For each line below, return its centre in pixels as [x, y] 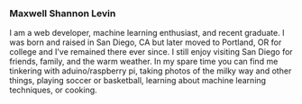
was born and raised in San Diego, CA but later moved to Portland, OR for [146, 42]
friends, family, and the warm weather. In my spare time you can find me [144, 62]
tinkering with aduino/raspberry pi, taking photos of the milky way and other [151, 71]
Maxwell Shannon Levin [63, 13]
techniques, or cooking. [53, 90]
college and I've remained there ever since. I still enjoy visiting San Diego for [151, 52]
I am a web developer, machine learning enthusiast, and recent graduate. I [147, 33]
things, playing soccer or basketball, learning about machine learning [138, 81]
